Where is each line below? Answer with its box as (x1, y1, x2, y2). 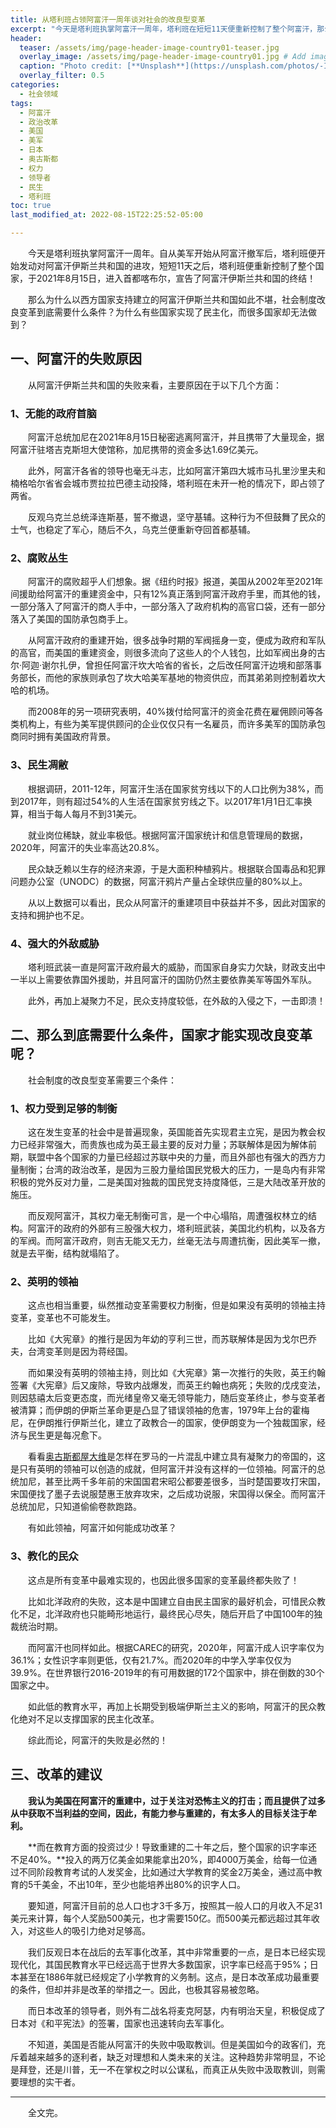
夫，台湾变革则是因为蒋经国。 (10, 1346, 133, 1358)
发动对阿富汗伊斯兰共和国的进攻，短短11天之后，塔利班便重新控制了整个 (18, 260, 316, 271)
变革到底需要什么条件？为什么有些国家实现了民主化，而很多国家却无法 (18, 306, 308, 318)
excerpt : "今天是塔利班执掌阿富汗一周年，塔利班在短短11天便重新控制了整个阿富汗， (10, 24, 318, 34)
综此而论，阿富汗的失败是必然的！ (28, 1734, 168, 1746)
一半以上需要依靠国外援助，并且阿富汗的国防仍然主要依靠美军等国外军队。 (10, 974, 317, 985)
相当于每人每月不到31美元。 (27, 807, 143, 820)
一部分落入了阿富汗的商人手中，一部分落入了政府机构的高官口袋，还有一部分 (10, 601, 326, 613)
